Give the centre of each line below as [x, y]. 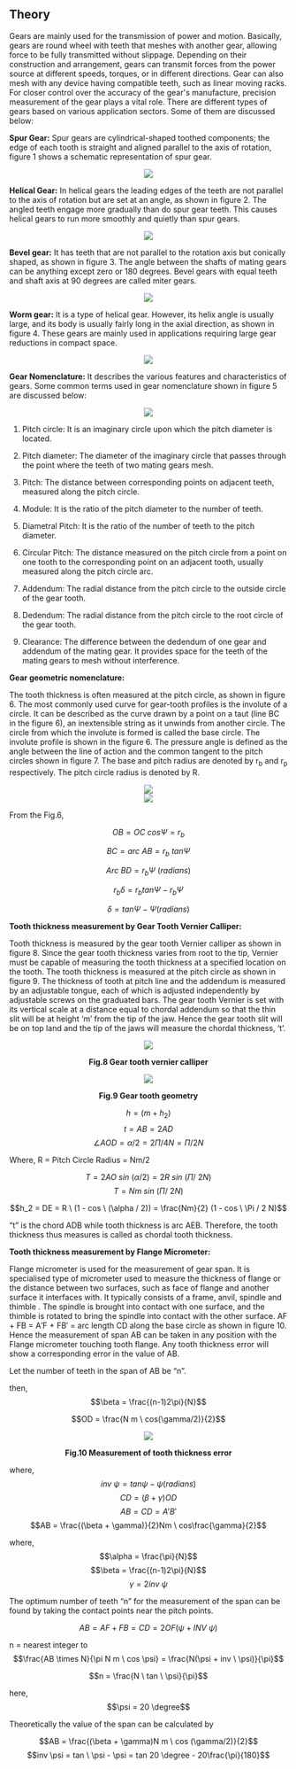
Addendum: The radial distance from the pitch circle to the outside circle [154, 588]
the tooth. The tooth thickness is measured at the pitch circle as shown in [143, 971]
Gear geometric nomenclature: [67, 678]
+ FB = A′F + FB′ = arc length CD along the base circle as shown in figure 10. [148, 1325]
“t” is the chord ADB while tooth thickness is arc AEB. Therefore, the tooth [144, 1225]
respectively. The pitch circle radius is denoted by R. [105, 772]
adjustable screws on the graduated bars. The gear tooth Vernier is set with [147, 999]
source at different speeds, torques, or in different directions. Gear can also [147, 74]
